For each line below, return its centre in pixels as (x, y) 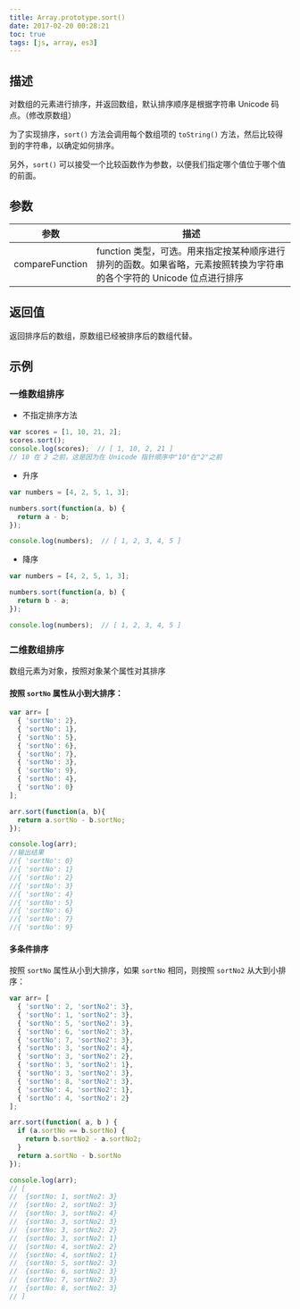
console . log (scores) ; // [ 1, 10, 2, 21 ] (92, 449)
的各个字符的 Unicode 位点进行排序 (170, 278)
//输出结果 (27, 853)
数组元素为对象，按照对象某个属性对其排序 (87, 670)
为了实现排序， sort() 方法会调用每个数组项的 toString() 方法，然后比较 (142, 134)
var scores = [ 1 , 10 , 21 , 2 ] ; (66, 432)
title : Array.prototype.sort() (67, 17)
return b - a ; (43, 600)
